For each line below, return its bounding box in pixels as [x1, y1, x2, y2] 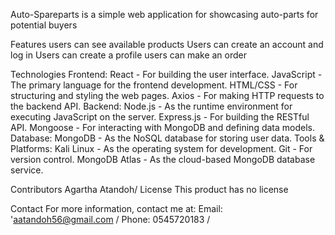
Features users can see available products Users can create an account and [10, 39, 324, 50]
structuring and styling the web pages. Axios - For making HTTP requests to [10, 90, 325, 101]
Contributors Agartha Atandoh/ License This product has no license [10, 184, 289, 195]
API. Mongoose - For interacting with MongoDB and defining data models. [10, 122, 315, 133]
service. [10, 164, 44, 176]
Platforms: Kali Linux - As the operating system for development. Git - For [10, 143, 313, 154]
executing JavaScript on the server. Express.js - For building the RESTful [10, 111, 310, 123]
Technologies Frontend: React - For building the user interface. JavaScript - [10, 69, 323, 80]
